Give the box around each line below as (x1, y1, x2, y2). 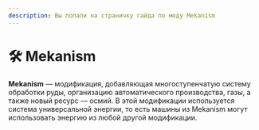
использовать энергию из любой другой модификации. (8, 113, 198, 122)
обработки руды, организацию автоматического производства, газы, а (8, 87, 251, 97)
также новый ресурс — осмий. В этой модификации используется (8, 96, 235, 105)
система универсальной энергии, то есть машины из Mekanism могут (8, 104, 248, 113)
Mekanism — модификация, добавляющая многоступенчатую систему (8, 78, 251, 88)
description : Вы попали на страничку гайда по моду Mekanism (8, 11, 216, 20)
